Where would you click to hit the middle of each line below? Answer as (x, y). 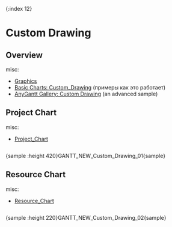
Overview (24, 55)
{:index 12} (19, 9)
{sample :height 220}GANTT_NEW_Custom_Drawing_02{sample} (86, 217)
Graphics (26, 81)
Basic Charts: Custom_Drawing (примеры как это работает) (90, 87)
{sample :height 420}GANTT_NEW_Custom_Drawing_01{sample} (86, 156)
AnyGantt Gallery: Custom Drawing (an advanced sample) (86, 94)
